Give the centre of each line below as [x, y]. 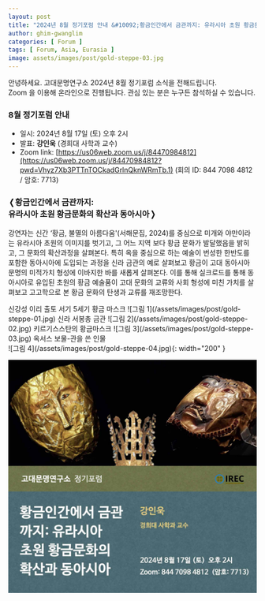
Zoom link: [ [39, 152]
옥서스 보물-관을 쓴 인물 [69, 338]
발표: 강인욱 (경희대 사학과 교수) [69, 144]
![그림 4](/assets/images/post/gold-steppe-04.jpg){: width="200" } [117, 348]
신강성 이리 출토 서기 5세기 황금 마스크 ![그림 [77, 308]
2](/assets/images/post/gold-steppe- [187, 319]
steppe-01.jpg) [32, 319]
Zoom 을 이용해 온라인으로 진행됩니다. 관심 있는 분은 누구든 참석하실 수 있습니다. [132, 92]
